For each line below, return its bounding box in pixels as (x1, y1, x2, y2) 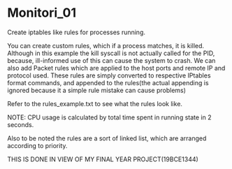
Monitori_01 (7, 5, 77, 21)
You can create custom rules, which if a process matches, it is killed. (7, 41, 205, 50)
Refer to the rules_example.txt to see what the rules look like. (7, 99, 183, 108)
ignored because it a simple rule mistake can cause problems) (7, 86, 187, 94)
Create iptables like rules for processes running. (7, 28, 145, 36)
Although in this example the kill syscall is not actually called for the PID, (7, 49, 215, 57)
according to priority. (7, 141, 68, 149)
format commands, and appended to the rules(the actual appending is (7, 78, 209, 87)
